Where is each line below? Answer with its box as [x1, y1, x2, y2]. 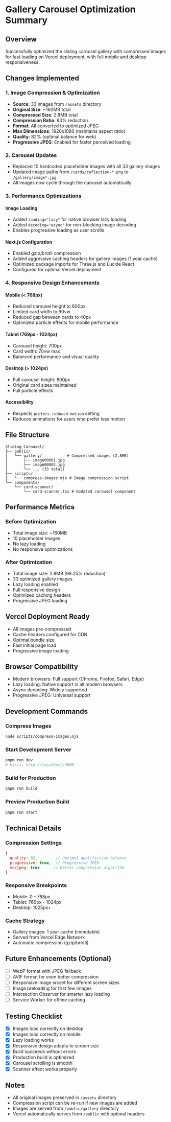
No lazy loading [12, 541, 46, 547]
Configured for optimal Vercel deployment [12, 267, 102, 273]
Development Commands [5, 707, 88, 716]
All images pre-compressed [12, 626, 71, 632]
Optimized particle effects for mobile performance [12, 319, 118, 325]
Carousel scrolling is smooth [12, 1060, 73, 1066]
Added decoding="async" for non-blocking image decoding [12, 222, 136, 228]
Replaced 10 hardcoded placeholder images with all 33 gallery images [12, 163, 160, 169]
